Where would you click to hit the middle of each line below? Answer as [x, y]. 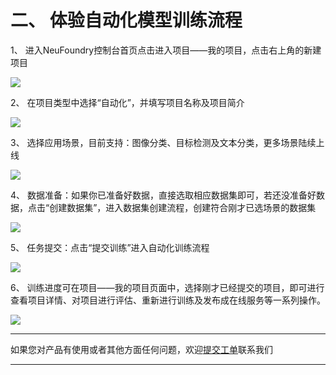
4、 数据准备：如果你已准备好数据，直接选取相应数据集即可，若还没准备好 [163, 195]
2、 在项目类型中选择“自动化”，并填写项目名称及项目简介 [127, 102]
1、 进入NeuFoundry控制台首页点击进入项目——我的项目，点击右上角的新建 [166, 50]
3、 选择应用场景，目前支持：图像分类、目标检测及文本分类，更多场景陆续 [163, 142]
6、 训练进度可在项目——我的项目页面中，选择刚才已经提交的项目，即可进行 [167, 287]
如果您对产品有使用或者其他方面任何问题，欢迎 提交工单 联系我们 [141, 349]
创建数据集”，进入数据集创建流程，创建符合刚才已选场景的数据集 [183, 207]
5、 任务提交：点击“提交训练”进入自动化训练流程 [110, 247]
